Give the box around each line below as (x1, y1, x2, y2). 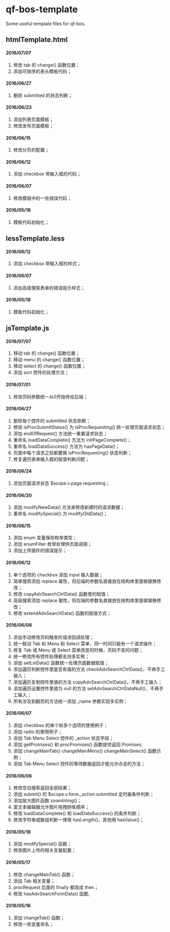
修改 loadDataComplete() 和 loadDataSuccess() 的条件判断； (13, 811, 141, 817)
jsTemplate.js (6, 324, 50, 333)
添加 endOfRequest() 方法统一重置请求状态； (13, 430, 108, 437)
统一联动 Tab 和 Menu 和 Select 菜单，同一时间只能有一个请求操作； (13, 640, 157, 647)
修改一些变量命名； (13, 921, 54, 927)
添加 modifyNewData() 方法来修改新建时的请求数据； (13, 504, 125, 510)
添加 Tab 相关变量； (13, 878, 56, 884)
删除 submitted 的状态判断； (13, 92, 73, 98)
